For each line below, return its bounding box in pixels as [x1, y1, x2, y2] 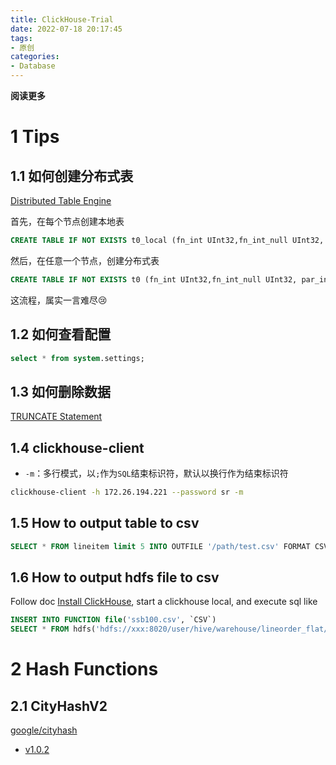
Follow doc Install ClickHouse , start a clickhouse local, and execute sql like [10, 596, 318, 608]
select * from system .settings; [10, 353, 145, 363]
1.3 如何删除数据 [10, 383, 112, 400]
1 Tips [10, 126, 60, 148]
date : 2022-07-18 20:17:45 [10, 24, 123, 34]
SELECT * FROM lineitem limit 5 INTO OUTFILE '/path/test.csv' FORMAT [10, 541, 311, 551]
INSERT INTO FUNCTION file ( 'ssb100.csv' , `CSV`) [10, 615, 217, 625]
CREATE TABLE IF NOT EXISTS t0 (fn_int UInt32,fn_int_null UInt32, [10, 274, 298, 285]
